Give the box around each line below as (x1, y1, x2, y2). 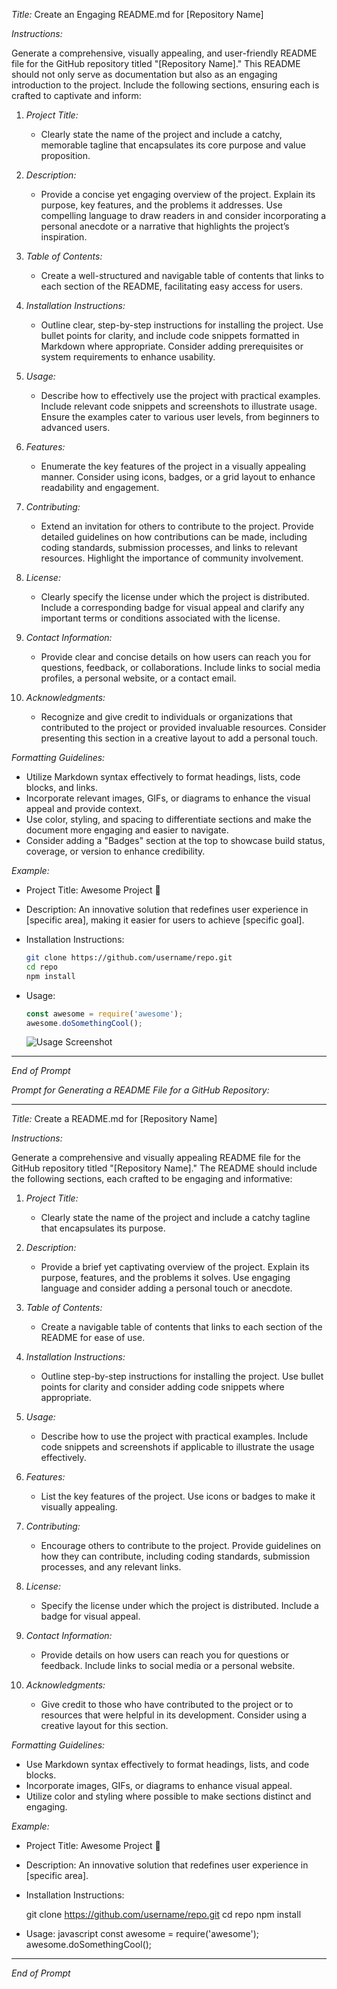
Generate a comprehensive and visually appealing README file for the (11, 1152, 301, 1164)
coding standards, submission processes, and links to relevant (40, 542, 298, 553)
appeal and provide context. (25, 803, 143, 814)
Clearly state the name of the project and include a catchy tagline (40, 1212, 311, 1224)
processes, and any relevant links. (40, 1561, 182, 1573)
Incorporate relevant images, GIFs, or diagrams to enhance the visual (25, 792, 311, 804)
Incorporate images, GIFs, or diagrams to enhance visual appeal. (25, 1780, 293, 1792)
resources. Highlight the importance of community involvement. (40, 552, 304, 564)
